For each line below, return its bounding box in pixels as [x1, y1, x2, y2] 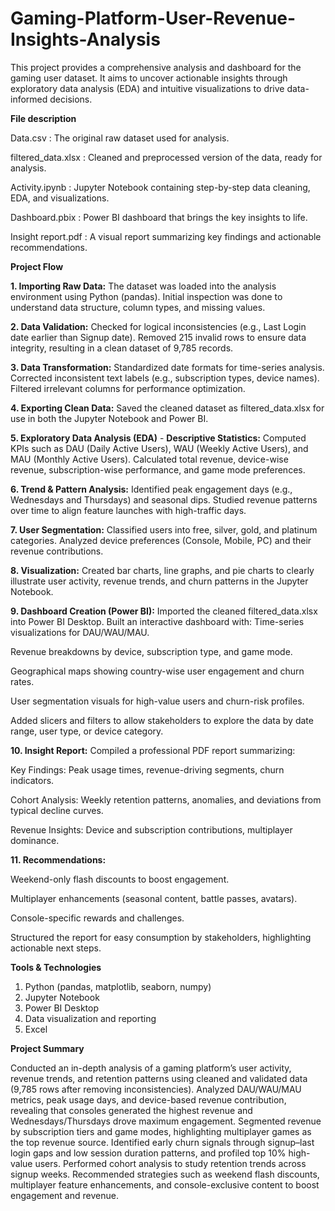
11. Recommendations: [10, 853, 107, 866]
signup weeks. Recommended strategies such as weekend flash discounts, [10, 1168, 320, 1180]
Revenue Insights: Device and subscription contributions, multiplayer [10, 823, 293, 836]
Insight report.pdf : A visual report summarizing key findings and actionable [10, 230, 322, 242]
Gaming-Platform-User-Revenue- [10, 7, 297, 30]
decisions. [49, 93, 93, 105]
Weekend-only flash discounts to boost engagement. [10, 873, 230, 885]
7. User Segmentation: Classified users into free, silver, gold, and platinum [10, 523, 318, 536]
